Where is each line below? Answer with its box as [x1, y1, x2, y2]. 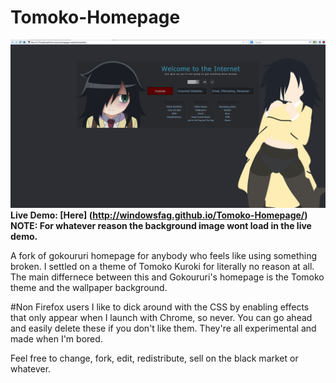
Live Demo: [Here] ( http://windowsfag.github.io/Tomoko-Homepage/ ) [10, 209, 308, 221]
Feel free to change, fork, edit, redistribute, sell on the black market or [10, 352, 299, 364]
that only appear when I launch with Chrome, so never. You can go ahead [10, 311, 313, 323]
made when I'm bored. [10, 332, 103, 345]
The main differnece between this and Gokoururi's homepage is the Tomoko [10, 271, 325, 283]
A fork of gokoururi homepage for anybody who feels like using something [10, 249, 317, 261]
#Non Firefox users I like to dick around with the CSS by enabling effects [10, 301, 310, 313]
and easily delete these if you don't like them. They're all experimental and [10, 322, 317, 334]
